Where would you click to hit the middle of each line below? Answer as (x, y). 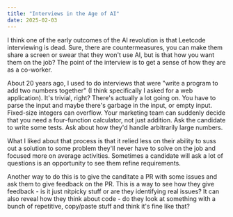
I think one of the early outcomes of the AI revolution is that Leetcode (107, 40)
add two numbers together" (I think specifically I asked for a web (100, 90)
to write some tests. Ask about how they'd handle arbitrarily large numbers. (115, 127)
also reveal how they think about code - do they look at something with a (111, 198)
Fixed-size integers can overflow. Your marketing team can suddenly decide (116, 113)
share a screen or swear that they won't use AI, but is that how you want (111, 55)
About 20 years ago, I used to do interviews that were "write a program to (113, 83)
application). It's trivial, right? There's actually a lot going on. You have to (112, 97)
